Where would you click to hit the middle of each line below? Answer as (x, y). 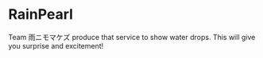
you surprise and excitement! (56, 45)
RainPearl (41, 14)
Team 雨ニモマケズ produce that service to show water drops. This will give (132, 37)
